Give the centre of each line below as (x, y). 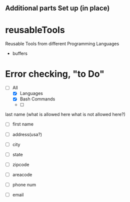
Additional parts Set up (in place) (57, 8)
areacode (22, 174)
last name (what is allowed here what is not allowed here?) (65, 115)
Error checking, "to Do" (55, 74)
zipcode (21, 164)
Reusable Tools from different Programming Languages (62, 44)
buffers (20, 54)
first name (23, 124)
